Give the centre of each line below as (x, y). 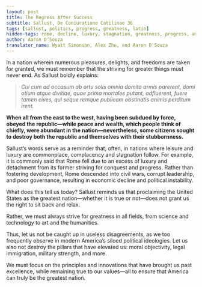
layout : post (23, 12)
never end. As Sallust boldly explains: (53, 75)
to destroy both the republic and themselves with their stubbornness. (95, 136)
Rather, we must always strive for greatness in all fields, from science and (97, 216)
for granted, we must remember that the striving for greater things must (95, 68)
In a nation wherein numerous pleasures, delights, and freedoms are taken (98, 62)
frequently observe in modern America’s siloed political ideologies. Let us (97, 240)
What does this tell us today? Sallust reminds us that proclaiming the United (100, 192)
